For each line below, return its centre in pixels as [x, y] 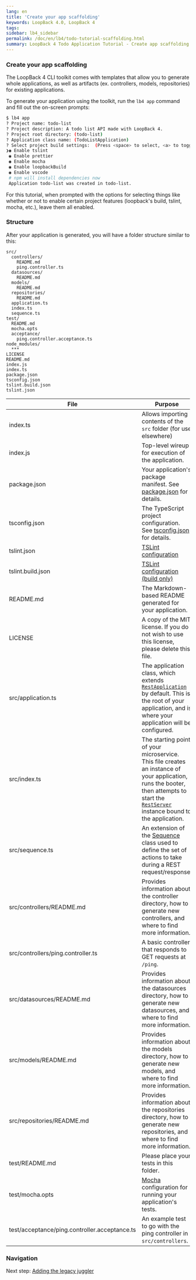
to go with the [161, 1226]
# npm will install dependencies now [54, 178]
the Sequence [161, 835]
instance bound [163, 811]
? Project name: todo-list [39, 123]
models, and [159, 1070]
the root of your [163, 701]
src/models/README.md [43, 1060]
